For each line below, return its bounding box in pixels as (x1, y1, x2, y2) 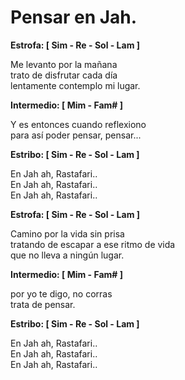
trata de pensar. (10, 298, 76, 310)
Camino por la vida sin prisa (10, 227, 125, 240)
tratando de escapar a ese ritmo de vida (10, 238, 176, 250)
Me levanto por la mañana (10, 58, 118, 70)
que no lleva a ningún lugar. (10, 249, 125, 261)
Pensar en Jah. (10, 6, 138, 29)
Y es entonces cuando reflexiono (10, 118, 147, 130)
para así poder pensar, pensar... (10, 129, 142, 141)
